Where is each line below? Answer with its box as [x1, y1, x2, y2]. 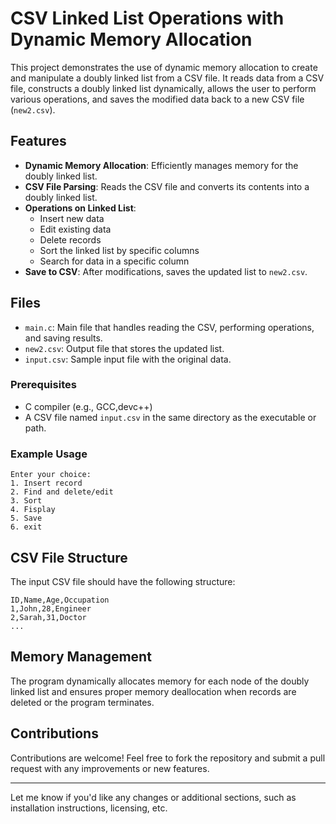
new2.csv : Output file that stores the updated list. [24, 342, 225, 354]
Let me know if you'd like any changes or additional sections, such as [10, 791, 297, 803]
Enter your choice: [10, 470, 92, 480]
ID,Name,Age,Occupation [10, 595, 110, 605]
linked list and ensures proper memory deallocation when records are [10, 685, 297, 697]
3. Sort [10, 496, 43, 506]
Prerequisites [10, 378, 77, 392]
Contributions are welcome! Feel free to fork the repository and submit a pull [10, 752, 326, 764]
